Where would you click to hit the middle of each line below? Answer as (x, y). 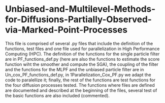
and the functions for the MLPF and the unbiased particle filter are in (75, 69)
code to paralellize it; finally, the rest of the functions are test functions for (80, 80)
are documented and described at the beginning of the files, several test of (81, 90)
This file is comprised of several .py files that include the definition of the (79, 43)
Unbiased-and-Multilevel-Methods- (80, 9)
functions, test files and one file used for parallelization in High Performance (82, 49)
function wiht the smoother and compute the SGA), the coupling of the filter (82, 64)
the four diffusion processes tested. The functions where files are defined (80, 85)
